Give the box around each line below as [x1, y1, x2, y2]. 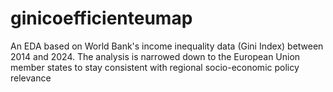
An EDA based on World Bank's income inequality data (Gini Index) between [10, 40, 324, 52]
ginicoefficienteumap [10, 7, 193, 30]
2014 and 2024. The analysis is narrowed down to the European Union [10, 50, 301, 62]
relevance [10, 72, 52, 84]
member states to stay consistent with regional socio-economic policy [10, 61, 300, 73]
